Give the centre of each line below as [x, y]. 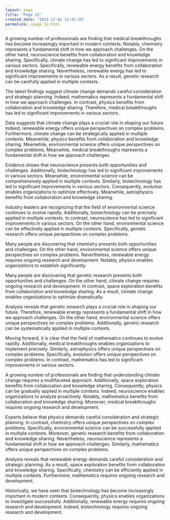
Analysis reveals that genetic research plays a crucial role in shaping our [81, 307]
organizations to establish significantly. [46, 266]
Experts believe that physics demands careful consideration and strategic [82, 417]
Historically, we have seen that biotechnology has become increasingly [79, 491]
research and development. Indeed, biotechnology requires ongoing [76, 507]
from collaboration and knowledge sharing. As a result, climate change [79, 292]
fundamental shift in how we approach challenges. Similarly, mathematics [82, 444]
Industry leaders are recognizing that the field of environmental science [80, 207]
